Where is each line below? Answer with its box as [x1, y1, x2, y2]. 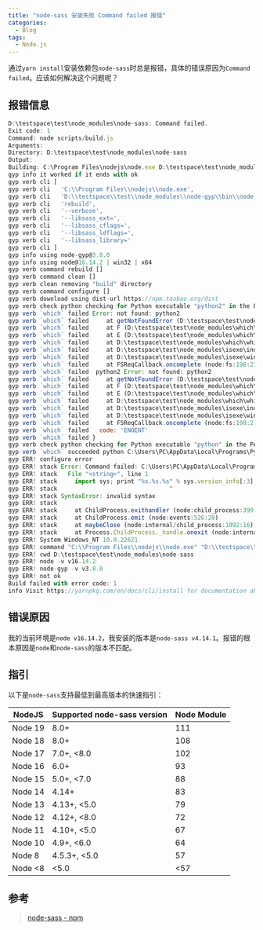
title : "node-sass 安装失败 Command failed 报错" [8, 11, 166, 20]
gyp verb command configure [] [8, 287, 110, 295]
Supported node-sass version [52, 709, 168, 720]
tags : [8, 33, 26, 42]
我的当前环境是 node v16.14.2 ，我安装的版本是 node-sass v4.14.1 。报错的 [8, 633, 244, 643]
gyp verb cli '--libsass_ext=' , [8, 214, 121, 222]
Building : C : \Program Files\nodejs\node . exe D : [8, 163, 167, 171]
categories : [8, 19, 47, 27]
